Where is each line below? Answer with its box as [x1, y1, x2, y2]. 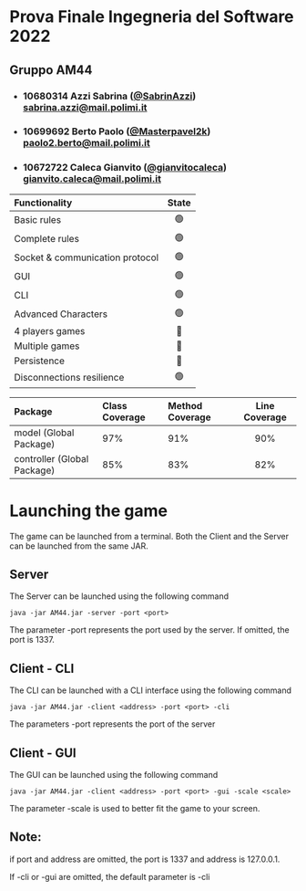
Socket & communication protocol [14, 251, 159, 264]
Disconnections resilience [14, 372, 125, 384]
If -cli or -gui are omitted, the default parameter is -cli [9, 871, 210, 882]
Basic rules [14, 214, 62, 226]
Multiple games [14, 340, 80, 352]
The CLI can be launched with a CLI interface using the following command [9, 685, 292, 696]
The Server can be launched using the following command [9, 591, 229, 602]
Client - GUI [9, 745, 76, 760]
